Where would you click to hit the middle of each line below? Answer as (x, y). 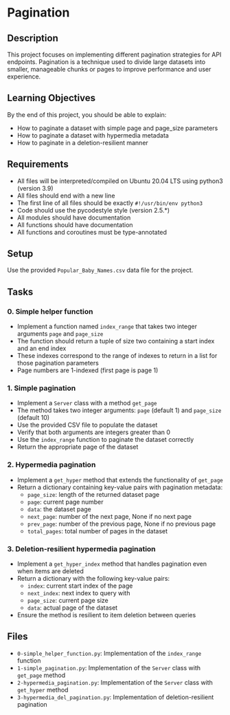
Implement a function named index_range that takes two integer (107, 327)
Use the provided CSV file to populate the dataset (87, 425)
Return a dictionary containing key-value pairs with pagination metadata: (120, 487)
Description (33, 38)
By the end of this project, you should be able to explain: (87, 114)
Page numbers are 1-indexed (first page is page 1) (88, 370)
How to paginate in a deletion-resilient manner (83, 142)
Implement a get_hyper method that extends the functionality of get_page (120, 480)
